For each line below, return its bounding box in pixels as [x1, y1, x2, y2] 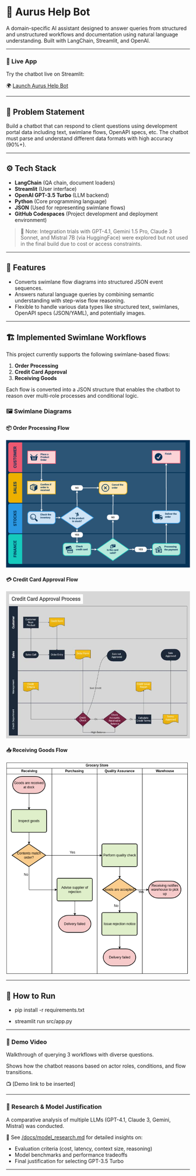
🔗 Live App [6, 57, 37, 65]
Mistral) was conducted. [6, 1122, 64, 1129]
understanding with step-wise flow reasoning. [14, 297, 125, 304]
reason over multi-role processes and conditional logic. [6, 392, 139, 399]
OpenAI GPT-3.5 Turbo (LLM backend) [14, 192, 110, 199]
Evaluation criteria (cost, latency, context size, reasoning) [14, 1145, 153, 1152]
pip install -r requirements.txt [14, 1007, 85, 1014]
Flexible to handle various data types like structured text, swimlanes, [14, 303, 180, 310]
